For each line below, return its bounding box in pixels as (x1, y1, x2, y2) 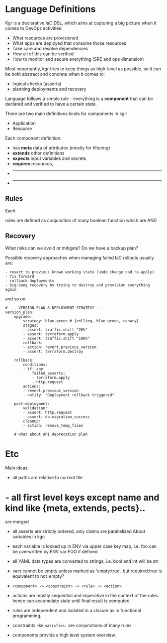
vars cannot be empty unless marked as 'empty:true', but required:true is (12, 568, 162, 574)
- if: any (23, 366, 43, 372)
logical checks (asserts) (12, 81, 62, 87)
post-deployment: (14, 401, 50, 406)
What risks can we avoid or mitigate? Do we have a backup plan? (5, 245, 138, 251)
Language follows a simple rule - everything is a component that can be (5, 96, 153, 102)
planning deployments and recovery (12, 86, 86, 92)
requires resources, (12, 160, 54, 166)
